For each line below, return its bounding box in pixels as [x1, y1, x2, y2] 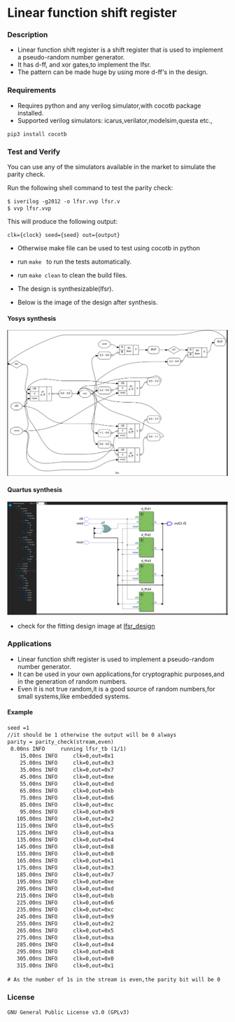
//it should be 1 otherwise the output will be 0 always [7, 732, 177, 739]
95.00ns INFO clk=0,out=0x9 [20, 809, 114, 816]
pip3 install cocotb [7, 131, 68, 138]
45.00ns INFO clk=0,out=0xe [20, 774, 114, 781]
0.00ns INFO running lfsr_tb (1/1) [10, 746, 127, 753]
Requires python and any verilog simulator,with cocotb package [17, 101, 201, 110]
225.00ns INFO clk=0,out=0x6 [16, 900, 114, 907]
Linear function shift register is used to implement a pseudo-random [17, 655, 215, 663]
